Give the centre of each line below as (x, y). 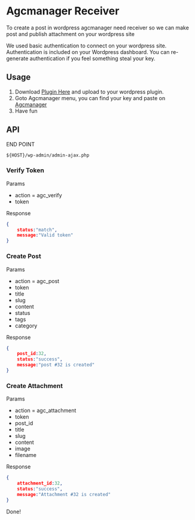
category (26, 326)
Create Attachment (35, 386)
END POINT (20, 144)
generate (17, 58)
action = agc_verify (38, 195)
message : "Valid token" (45, 235)
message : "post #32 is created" (56, 365)
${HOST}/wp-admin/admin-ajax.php (48, 155)
